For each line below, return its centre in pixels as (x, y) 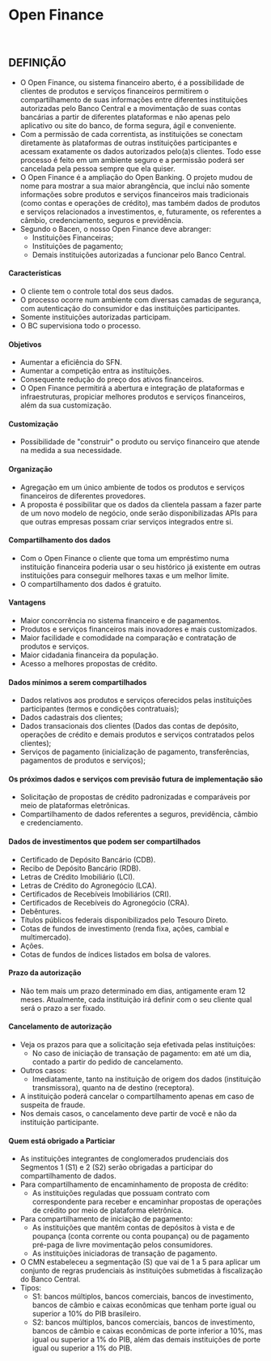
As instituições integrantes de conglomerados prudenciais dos (124, 1159)
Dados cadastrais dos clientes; (72, 717)
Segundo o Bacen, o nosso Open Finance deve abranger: (116, 229)
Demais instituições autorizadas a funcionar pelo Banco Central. (139, 255)
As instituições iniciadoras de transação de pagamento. (125, 1253)
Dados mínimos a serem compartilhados (78, 682)
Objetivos (25, 344)
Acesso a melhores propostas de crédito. (89, 663)
